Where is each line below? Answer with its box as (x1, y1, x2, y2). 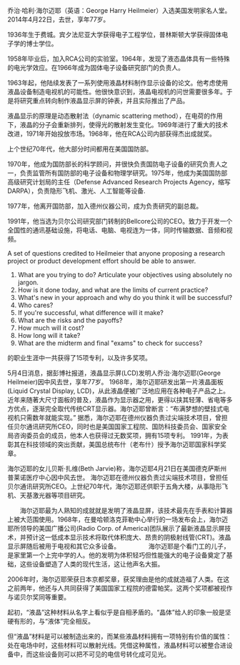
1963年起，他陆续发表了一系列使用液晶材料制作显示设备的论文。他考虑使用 (7, 79, 229, 87)
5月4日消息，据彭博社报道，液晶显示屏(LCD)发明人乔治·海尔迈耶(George (7, 369, 221, 377)
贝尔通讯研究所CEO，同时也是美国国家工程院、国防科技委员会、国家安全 (13, 422, 227, 431)
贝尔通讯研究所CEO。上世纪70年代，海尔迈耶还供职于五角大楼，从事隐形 (7, 482, 222, 491)
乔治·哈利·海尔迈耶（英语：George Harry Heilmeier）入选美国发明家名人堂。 (7, 6, 231, 14)
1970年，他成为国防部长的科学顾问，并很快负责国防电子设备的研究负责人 (7, 160, 221, 168)
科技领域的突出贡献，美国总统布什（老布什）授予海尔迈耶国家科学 (26, 440, 220, 449)
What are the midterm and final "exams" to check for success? (17, 339, 203, 347)
